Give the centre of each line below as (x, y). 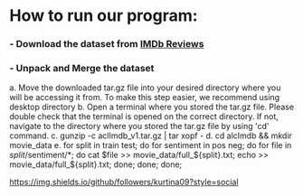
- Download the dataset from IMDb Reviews (107, 44)
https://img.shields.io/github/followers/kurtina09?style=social (124, 182)
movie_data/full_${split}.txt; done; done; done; (96, 164)
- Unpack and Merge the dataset (82, 69)
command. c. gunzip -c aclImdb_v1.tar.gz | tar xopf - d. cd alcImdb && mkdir (151, 135)
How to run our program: (104, 16)
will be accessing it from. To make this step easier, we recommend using (145, 98)
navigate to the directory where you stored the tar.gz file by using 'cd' (139, 126)
